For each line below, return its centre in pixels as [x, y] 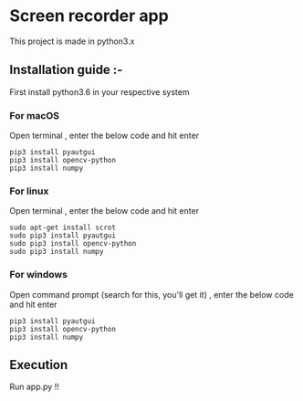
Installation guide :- [66, 70]
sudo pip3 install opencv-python [73, 244]
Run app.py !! [34, 387]
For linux [29, 191]
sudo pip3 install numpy [57, 252]
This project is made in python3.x [72, 41]
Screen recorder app [89, 16]
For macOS [35, 115]
